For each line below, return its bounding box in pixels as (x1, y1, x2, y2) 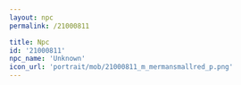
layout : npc (9, 13, 54, 22)
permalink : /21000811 (9, 21, 90, 30)
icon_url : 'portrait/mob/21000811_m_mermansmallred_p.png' (9, 63, 234, 72)
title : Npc (9, 38, 50, 47)
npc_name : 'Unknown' (9, 55, 87, 64)
